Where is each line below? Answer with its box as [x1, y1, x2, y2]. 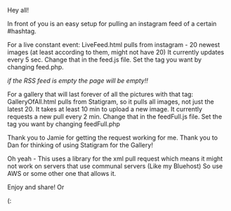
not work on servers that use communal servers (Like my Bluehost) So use [7, 162, 223, 170]
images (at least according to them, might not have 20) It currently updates [7, 48, 225, 56]
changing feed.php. [7, 63, 65, 71]
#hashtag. [7, 27, 37, 35]
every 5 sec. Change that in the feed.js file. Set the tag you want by [7, 55, 202, 64]
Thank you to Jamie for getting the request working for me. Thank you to [7, 133, 218, 142]
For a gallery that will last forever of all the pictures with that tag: [7, 90, 194, 98]
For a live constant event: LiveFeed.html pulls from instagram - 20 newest [7, 41, 220, 48]
